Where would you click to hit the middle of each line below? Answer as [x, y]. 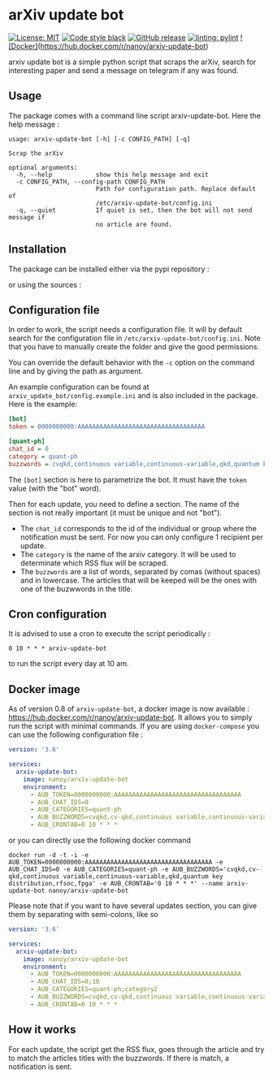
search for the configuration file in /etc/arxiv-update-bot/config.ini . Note [135, 338]
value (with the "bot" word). [55, 488]
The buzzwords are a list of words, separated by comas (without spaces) [141, 571]
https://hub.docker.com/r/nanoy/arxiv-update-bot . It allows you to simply [130, 717]
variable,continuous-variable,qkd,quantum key [143, 877]
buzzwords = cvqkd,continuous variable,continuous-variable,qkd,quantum [134, 464]
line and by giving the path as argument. [76, 371]
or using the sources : [45, 284]
